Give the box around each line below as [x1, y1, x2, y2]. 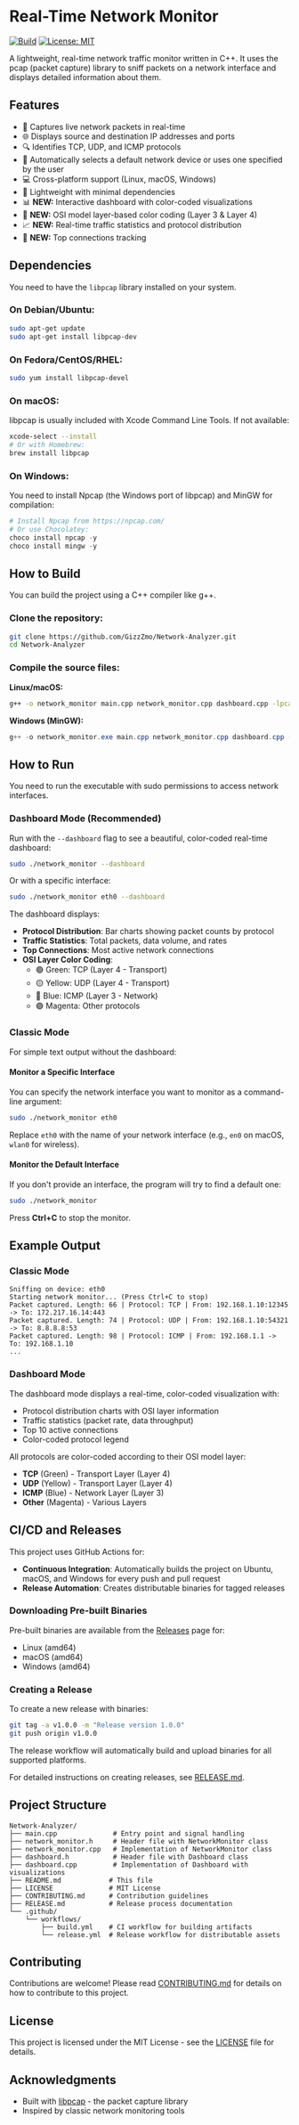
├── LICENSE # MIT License [9, 1884, 162, 1893]
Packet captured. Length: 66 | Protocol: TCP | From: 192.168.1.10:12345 [9, 1300, 289, 1310]
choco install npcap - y [9, 533, 98, 542]
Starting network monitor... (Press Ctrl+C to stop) [9, 1293, 209, 1302]
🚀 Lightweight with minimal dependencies [21, 186, 176, 197]
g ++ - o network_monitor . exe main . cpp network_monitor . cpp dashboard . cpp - [9, 732, 293, 741]
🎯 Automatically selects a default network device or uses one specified [21, 154, 283, 165]
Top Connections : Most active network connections [21, 945, 214, 956]
